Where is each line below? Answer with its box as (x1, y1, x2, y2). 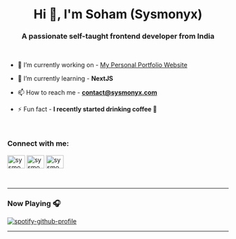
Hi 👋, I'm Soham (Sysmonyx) (33, 6, 203, 22)
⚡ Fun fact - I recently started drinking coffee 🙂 (17, 105, 157, 114)
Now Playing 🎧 (7, 198, 61, 208)
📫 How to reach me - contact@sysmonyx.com (17, 88, 157, 97)
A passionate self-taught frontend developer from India (21, 32, 215, 41)
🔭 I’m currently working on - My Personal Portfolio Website (17, 61, 188, 69)
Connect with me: (7, 139, 70, 149)
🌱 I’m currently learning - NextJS (17, 74, 114, 83)
